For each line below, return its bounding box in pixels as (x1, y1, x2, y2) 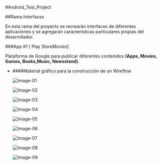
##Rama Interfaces (5, 14, 45, 19)
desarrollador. (5, 34, 34, 40)
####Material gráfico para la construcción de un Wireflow (12, 68, 132, 74)
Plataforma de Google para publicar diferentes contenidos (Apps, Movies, (5, 53, 158, 59)
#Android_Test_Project (5, 4, 51, 10)
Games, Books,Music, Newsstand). (5, 58, 80, 64)
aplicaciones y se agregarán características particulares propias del (5, 29, 144, 34)
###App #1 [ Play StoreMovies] (5, 44, 69, 49)
